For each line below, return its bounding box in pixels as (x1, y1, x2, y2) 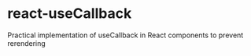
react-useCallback (7, 5, 132, 23)
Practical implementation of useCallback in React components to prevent (7, 30, 244, 40)
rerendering (7, 38, 46, 47)
